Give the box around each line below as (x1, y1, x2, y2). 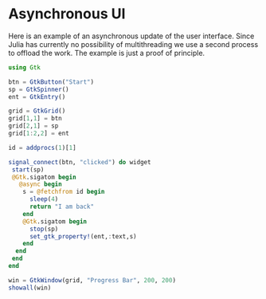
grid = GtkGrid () (8, 107, 66, 116)
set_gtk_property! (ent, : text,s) (29, 232, 137, 240)
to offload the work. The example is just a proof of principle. (8, 48, 205, 57)
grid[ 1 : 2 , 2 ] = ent (8, 129, 69, 138)
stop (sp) (29, 225, 59, 233)
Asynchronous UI (8, 5, 126, 23)
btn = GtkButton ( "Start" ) (8, 77, 94, 86)
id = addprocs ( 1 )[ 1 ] (8, 144, 77, 151)
